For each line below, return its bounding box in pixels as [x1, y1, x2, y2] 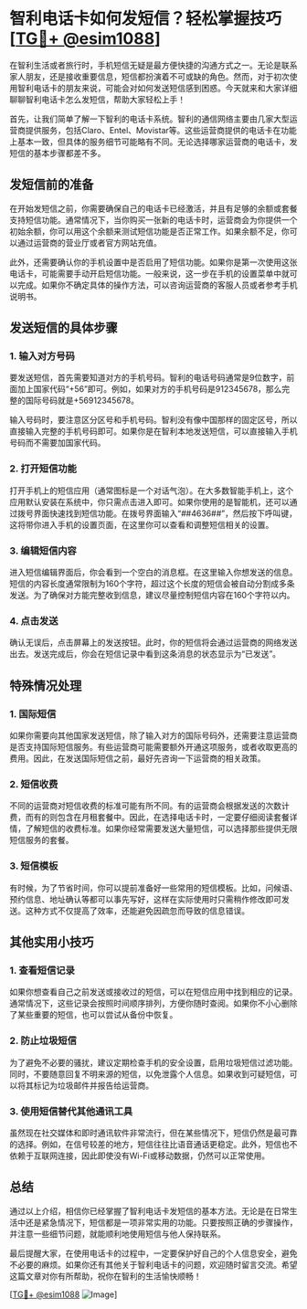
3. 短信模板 [9, 860, 58, 872]
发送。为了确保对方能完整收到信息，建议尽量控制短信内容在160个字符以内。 [9, 590, 295, 601]
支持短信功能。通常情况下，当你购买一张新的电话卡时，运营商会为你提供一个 [9, 214, 298, 225]
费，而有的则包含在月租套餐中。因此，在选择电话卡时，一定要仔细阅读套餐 [9, 812, 290, 823]
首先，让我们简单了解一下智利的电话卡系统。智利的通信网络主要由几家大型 [9, 113, 290, 124]
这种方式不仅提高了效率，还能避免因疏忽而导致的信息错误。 [25, 905, 249, 916]
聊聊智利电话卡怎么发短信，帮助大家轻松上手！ [9, 93, 185, 105]
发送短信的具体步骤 [9, 321, 118, 336]
